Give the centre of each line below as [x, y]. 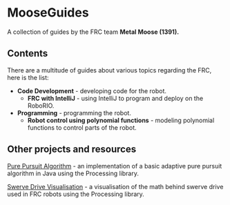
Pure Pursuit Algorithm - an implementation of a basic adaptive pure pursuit [115, 166]
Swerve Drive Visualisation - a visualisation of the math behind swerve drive [115, 186]
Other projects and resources [72, 149]
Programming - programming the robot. [74, 113]
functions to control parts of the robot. [82, 127]
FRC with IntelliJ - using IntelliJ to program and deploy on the [115, 98]
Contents [28, 53]
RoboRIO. [41, 106]
